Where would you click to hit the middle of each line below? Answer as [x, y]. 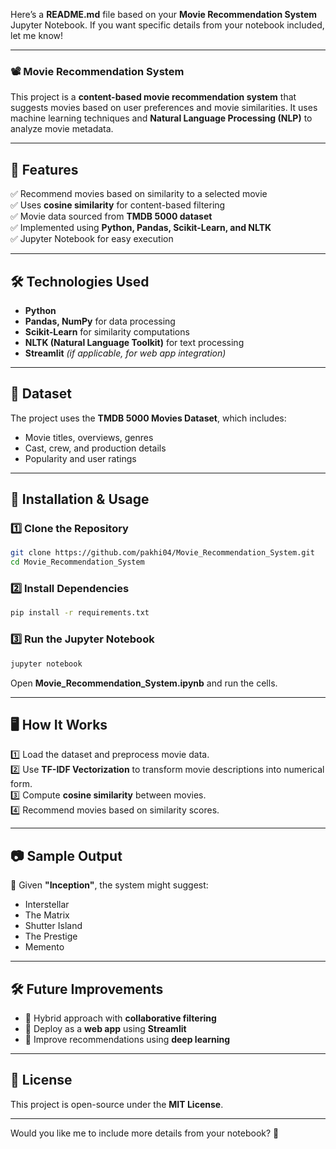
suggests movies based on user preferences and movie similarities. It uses [164, 108]
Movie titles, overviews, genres [89, 437]
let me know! [37, 35]
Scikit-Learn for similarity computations [107, 331]
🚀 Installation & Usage [80, 499]
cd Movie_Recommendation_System [77, 562]
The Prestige [51, 936]
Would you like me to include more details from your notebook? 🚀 [145, 1133]
